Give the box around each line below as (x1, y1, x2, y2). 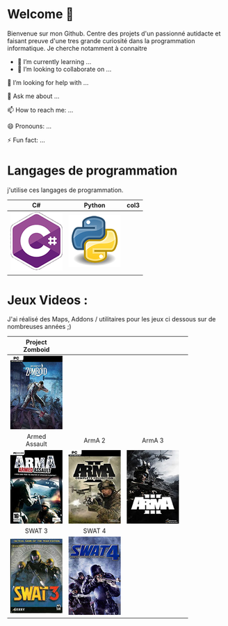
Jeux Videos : (7, 292, 88, 308)
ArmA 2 (83, 436, 106, 444)
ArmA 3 (142, 436, 164, 444)
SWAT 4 (83, 527, 106, 535)
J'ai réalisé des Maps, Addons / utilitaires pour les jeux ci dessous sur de (7, 315, 216, 323)
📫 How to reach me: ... (7, 106, 74, 114)
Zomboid (23, 345, 50, 353)
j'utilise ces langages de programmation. (7, 186, 124, 194)
